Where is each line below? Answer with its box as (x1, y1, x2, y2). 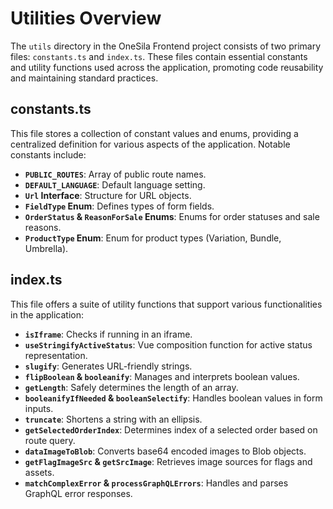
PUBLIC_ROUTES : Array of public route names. (24, 168, 207, 180)
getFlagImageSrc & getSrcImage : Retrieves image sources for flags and (24, 455, 313, 467)
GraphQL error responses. (24, 487, 133, 499)
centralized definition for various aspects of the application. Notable (10, 138, 291, 150)
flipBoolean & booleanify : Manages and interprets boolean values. (24, 370, 300, 382)
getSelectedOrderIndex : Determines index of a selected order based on (24, 423, 318, 436)
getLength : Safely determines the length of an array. (24, 381, 239, 393)
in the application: (10, 308, 85, 321)
